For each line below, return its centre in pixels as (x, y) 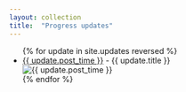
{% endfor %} (48, 79)
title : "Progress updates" (61, 26)
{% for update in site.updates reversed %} (100, 50)
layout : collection (45, 17)
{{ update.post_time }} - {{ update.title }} (96, 60)
